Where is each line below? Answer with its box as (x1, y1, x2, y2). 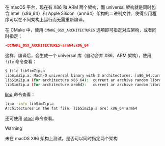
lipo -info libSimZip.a (5, 101, 54, 107)
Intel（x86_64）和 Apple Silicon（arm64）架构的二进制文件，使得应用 (10, 10, 153, 16)
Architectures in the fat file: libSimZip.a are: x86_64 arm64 (5, 106, 137, 111)
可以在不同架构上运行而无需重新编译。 (9, 17, 87, 22)
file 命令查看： (5, 58, 37, 64)
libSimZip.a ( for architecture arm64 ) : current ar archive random (5, 82, 148, 87)
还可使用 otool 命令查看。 (5, 116, 56, 121)
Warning (5, 125, 22, 131)
